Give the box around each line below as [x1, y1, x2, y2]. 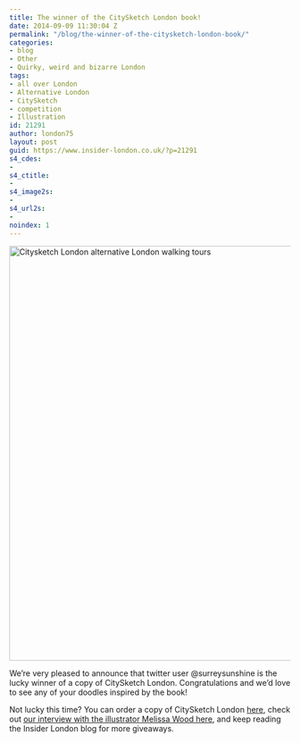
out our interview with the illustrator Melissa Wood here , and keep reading [9, 714, 281, 724]
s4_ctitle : [9, 171, 50, 179]
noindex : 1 [9, 221, 50, 230]
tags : [9, 71, 29, 80]
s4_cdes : [9, 154, 42, 163]
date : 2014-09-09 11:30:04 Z [9, 21, 118, 30]
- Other [9, 54, 38, 63]
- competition [9, 104, 62, 113]
